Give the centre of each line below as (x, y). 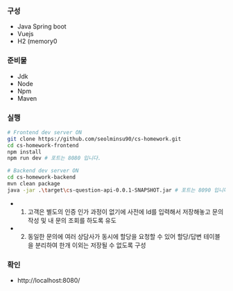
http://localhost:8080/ (49, 281)
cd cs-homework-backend (42, 177)
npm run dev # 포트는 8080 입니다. (54, 158)
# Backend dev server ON (43, 171)
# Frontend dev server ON (44, 132)
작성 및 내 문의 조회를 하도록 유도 (72, 220)
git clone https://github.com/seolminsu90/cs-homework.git (94, 139)
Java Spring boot (42, 26)
